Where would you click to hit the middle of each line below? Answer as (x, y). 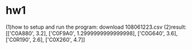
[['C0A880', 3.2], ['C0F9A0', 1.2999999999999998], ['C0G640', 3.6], (92, 33)
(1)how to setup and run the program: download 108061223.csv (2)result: (96, 27)
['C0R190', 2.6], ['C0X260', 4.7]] (45, 39)
